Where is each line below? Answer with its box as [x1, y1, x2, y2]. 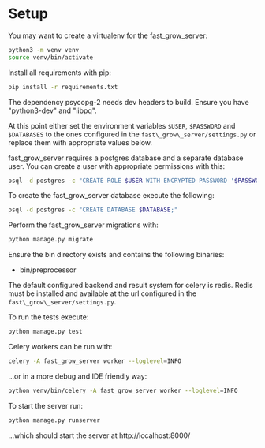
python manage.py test [8, 328, 83, 336]
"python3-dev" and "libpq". [8, 106, 97, 115]
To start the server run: [8, 401, 83, 410]
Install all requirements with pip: [8, 68, 112, 77]
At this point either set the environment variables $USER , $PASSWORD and [8, 121, 236, 130]
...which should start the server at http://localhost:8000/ [8, 431, 191, 440]
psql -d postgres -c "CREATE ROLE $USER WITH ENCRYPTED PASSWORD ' [8, 177, 235, 185]
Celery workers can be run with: [8, 342, 113, 352]
